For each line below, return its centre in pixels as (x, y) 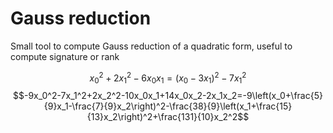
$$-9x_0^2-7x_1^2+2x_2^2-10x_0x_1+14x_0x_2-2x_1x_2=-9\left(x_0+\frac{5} (168, 96)
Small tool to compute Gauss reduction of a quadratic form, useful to (151, 46)
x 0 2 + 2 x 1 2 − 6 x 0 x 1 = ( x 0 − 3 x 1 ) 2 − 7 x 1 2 (168, 78)
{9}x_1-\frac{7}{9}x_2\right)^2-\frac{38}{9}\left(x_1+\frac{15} (168, 106)
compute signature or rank (65, 56)
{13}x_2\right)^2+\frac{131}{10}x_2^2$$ (168, 117)
